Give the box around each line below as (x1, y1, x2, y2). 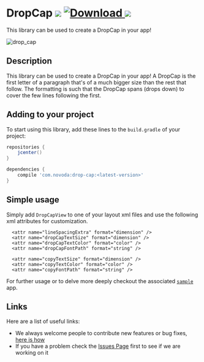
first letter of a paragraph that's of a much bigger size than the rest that (6, 78, 187, 86)
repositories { (6, 144, 45, 150)
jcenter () (17, 150, 43, 156)
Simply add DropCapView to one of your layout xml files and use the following (6, 211, 198, 218)
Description (6, 56, 52, 67)
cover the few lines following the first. (6, 92, 102, 99)
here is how (15, 336, 45, 344)
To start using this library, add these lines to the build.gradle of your (6, 125, 181, 133)
